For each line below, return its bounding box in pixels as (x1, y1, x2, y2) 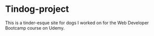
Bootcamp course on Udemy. (5, 25, 65, 31)
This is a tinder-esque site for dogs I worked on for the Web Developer (5, 20, 149, 26)
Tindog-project (5, 3, 69, 15)
